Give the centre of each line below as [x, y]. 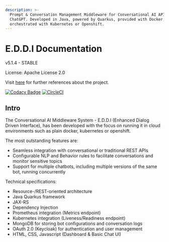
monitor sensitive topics [37, 161]
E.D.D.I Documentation [54, 49]
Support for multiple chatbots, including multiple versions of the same [85, 166]
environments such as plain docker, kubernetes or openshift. [68, 131]
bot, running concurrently [39, 172]
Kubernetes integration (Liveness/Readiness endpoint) [69, 218]
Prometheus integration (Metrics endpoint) [57, 213]
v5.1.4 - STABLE [22, 63]
